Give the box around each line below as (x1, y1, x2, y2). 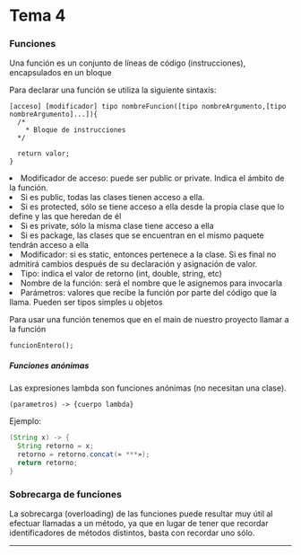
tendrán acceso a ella (9, 240, 90, 251)
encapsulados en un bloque (9, 67, 112, 78)
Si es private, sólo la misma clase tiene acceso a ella (21, 221, 214, 232)
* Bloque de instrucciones (25, 126, 126, 135)
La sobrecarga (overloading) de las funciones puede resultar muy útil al (9, 508, 273, 519)
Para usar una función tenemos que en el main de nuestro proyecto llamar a (9, 314, 289, 325)
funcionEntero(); (9, 341, 74, 350)
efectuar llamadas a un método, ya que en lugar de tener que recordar (9, 518, 269, 529)
